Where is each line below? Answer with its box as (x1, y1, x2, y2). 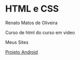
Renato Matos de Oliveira (5, 20, 58, 26)
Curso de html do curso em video (5, 29, 75, 35)
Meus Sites (5, 39, 29, 45)
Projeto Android (5, 49, 38, 55)
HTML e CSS (5, 3, 59, 15)
